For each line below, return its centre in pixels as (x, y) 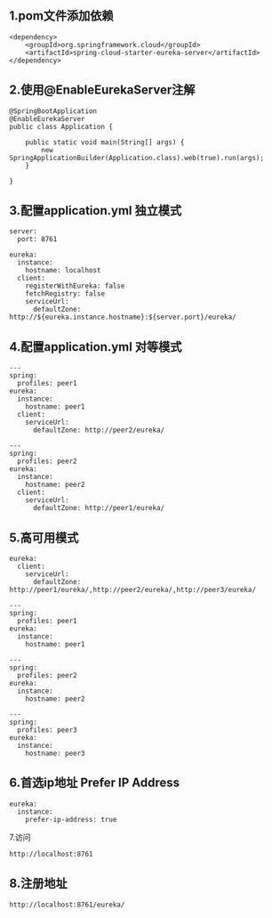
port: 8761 (37, 240)
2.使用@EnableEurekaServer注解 (102, 90)
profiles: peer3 (47, 730)
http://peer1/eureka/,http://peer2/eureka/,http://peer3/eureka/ (132, 590)
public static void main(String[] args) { (105, 142)
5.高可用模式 (44, 537)
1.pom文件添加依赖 (61, 16)
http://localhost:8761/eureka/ (67, 905)
